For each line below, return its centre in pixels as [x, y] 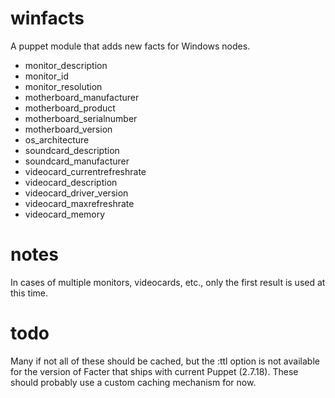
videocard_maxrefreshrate [79, 203]
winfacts [47, 18]
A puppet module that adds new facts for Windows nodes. [130, 46]
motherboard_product [70, 108]
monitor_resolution [63, 86]
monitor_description [66, 65]
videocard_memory [65, 214]
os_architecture [57, 139]
